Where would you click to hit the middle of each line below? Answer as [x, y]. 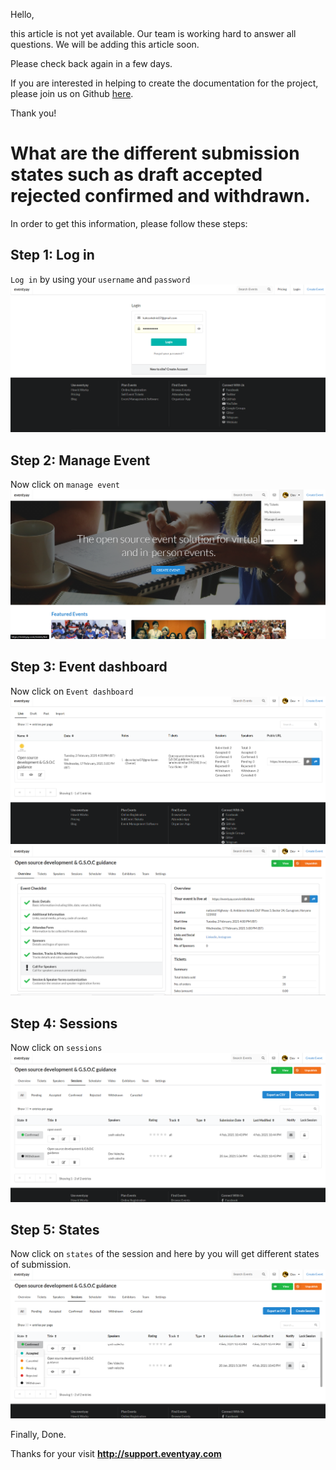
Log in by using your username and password [100, 279]
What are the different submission [155, 153]
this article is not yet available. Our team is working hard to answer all [153, 33]
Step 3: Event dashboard [89, 667]
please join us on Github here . [72, 93]
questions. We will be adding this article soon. [105, 44]
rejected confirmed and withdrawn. [160, 196]
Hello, [22, 14]
